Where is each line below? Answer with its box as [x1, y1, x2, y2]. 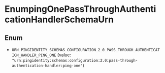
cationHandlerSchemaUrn [4, 14, 114, 25]
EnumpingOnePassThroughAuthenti [4, 3, 156, 15]
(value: [57, 52, 71, 58]
